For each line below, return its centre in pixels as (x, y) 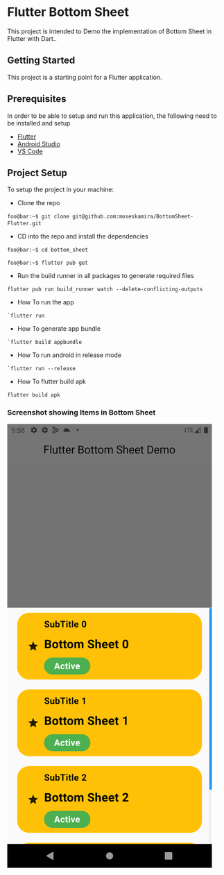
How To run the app (45, 302)
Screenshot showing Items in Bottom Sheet (81, 413)
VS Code (30, 151)
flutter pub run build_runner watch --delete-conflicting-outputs (105, 289)
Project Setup (37, 173)
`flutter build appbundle (44, 343)
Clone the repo (38, 203)
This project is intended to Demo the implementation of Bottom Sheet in (110, 31)
